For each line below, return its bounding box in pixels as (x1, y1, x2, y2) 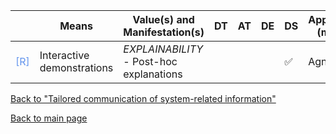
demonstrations (39, 61, 114, 74)
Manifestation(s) (123, 25, 205, 39)
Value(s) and (132, 13, 195, 26)
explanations (123, 67, 183, 81)
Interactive (39, 49, 90, 62)
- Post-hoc (123, 55, 178, 68)
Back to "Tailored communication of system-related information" (10, 93, 277, 104)
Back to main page (10, 112, 88, 124)
